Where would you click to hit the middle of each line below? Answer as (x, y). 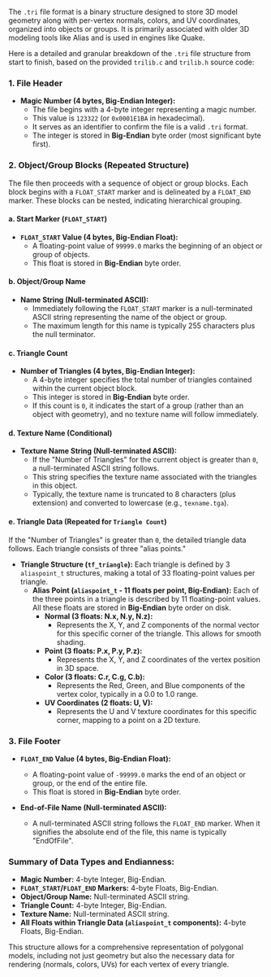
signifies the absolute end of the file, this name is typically (129, 832)
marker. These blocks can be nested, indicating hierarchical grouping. (125, 200)
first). (41, 144)
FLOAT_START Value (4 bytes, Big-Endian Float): (99, 237)
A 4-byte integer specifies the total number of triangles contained (142, 380)
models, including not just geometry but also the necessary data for (122, 956)
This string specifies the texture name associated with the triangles (144, 477)
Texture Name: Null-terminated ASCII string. (95, 914)
